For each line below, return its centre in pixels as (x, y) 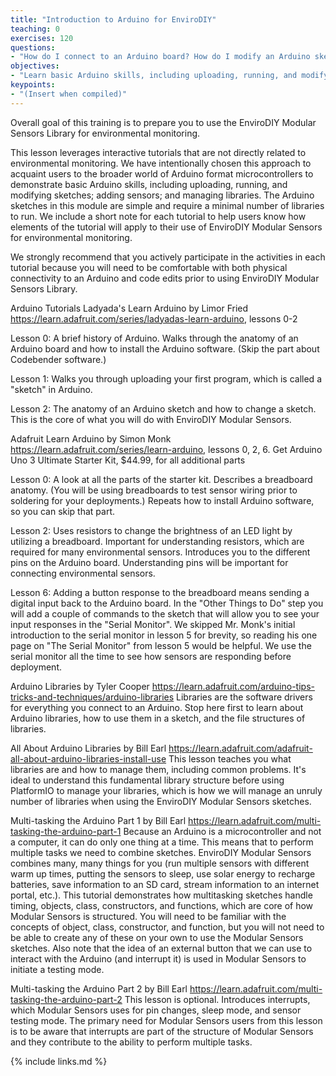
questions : (33, 47)
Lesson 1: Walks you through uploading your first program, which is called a (166, 378)
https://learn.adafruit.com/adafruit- (240, 748)
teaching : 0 (35, 29)
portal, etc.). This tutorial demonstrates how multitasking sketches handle (161, 895)
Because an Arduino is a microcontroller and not (222, 831)
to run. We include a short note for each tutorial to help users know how (158, 216)
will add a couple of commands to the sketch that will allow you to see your (165, 613)
